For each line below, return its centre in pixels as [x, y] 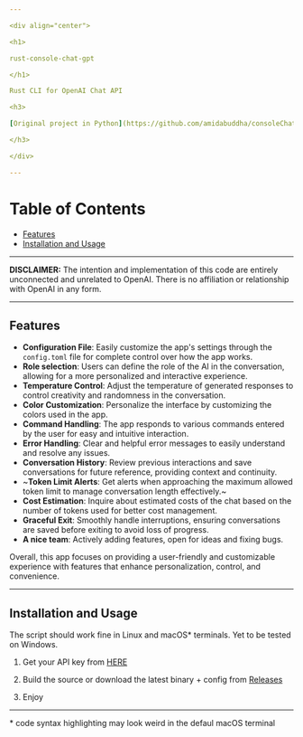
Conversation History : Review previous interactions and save [137, 463]
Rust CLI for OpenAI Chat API [66, 91]
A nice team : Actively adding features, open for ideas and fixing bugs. [153, 540]
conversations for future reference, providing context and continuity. [150, 472]
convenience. [35, 576]
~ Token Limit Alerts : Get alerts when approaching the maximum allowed [157, 482]
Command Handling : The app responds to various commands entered [153, 424]
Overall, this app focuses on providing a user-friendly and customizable [142, 557]
